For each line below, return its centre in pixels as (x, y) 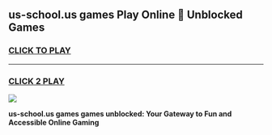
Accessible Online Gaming (54, 122)
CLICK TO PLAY (40, 51)
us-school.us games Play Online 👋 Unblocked (125, 15)
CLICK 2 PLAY (36, 81)
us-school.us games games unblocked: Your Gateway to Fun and (120, 113)
